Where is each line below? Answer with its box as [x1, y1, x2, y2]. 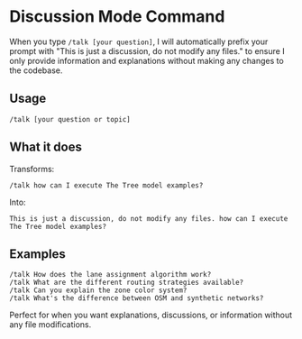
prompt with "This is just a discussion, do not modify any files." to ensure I [9, 45, 286, 56]
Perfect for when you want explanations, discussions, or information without [9, 309, 293, 321]
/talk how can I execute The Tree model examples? [9, 180, 204, 190]
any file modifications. [9, 319, 92, 330]
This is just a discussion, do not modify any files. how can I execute [9, 214, 288, 223]
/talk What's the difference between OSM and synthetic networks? [9, 294, 264, 303]
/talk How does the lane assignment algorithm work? [9, 270, 212, 279]
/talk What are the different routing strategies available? [9, 278, 244, 288]
